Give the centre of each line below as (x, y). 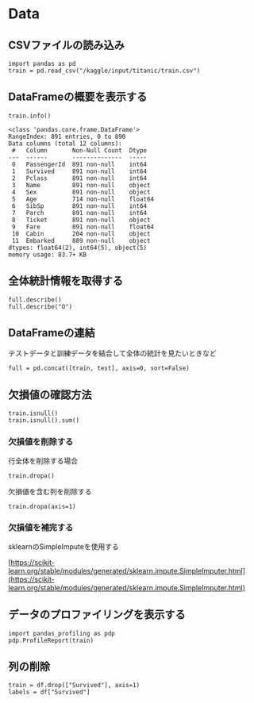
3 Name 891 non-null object (81, 185)
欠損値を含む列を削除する (50, 491)
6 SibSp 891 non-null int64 (79, 206)
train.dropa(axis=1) (42, 506)
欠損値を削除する (41, 442)
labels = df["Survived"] (49, 692)
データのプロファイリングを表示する (97, 615)
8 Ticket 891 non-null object (81, 220)
